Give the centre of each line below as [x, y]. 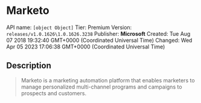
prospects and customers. [53, 93]
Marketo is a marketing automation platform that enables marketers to [108, 80]
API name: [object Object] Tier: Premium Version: [69, 27]
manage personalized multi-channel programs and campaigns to [101, 87]
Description [29, 66]
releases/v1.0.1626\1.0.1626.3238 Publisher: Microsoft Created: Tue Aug [98, 33]
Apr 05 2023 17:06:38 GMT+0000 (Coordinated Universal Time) [86, 47]
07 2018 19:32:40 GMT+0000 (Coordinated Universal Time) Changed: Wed [99, 40]
